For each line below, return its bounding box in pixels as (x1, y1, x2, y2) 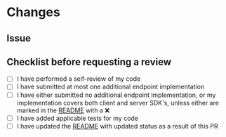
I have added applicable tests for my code (16, 114, 138, 122)
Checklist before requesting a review (6, 56, 172, 67)
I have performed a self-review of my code (16, 74, 141, 83)
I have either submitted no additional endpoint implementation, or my (16, 91, 216, 99)
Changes (6, 4, 60, 20)
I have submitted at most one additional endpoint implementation (16, 82, 205, 91)
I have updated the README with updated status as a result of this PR (16, 122, 218, 130)
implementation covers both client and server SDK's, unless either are (16, 98, 219, 107)
